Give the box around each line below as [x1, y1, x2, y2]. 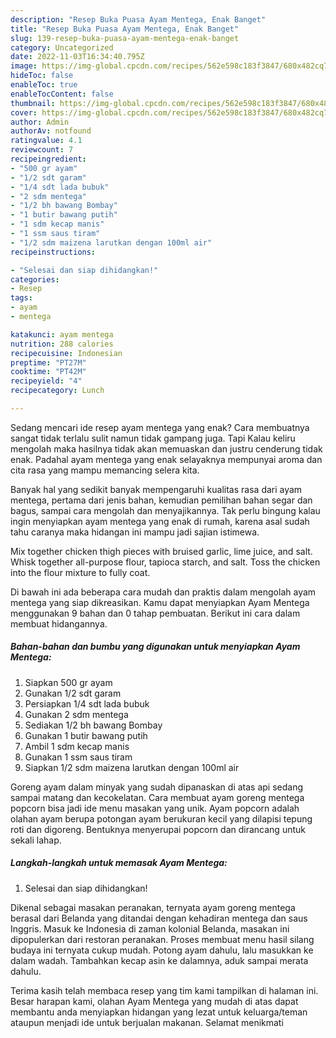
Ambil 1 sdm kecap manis [24, 740, 130, 752]
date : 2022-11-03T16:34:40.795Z [10, 52, 145, 62]
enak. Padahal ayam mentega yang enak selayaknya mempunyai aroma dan [10, 453, 323, 465]
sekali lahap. [10, 834, 62, 846]
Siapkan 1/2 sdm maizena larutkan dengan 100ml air [24, 761, 240, 773]
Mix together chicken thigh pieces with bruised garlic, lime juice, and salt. [10, 545, 313, 557]
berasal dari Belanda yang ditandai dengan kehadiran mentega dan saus [10, 912, 308, 924]
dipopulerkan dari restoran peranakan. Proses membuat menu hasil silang [10, 933, 315, 945]
